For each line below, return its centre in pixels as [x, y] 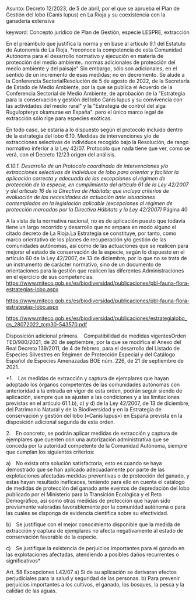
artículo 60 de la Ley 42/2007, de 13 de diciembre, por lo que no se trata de [97, 258]
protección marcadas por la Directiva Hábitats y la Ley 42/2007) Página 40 [97, 209]
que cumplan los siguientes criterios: [50, 452]
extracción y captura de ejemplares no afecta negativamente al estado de [95, 531]
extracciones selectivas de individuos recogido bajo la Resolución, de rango [97, 142]
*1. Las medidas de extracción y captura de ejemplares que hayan [87, 378]
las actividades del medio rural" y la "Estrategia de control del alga [86, 106]
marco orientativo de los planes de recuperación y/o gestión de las [86, 239]
